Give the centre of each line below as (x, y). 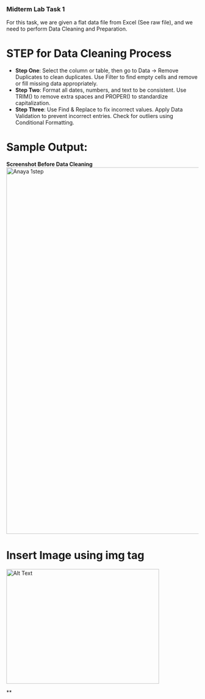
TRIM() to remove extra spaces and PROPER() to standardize (92, 97)
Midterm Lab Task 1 (36, 9)
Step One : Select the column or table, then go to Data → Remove (97, 71)
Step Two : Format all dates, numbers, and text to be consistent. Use (101, 90)
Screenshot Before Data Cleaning (49, 165)
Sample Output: (47, 147)
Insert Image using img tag (75, 556)
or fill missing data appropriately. (56, 84)
